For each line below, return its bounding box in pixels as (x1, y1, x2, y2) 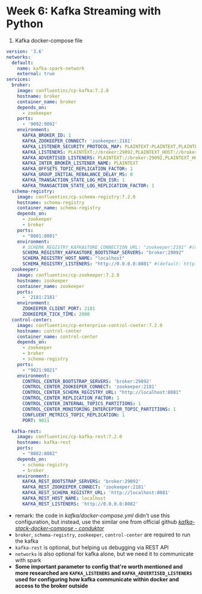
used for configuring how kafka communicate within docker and (14, 575, 179, 583)
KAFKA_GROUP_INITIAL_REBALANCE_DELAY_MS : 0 (22, 171, 133, 178)
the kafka (14, 537, 39, 545)
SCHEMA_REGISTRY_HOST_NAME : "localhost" (22, 256, 125, 262)
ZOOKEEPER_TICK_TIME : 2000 (22, 311, 90, 317)
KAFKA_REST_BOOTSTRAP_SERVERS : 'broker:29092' (22, 479, 141, 485)
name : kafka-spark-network (17, 65, 85, 72)
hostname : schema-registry (17, 200, 85, 206)
